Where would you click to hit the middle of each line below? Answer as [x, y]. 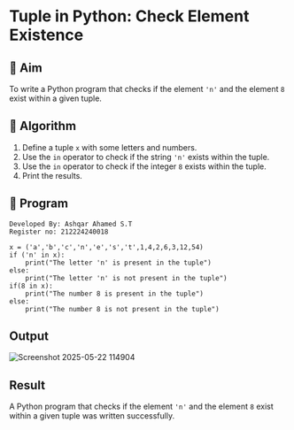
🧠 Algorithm [43, 126]
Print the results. [52, 175]
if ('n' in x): [37, 255]
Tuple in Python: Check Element [129, 16]
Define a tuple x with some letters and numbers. [109, 147]
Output [29, 337]
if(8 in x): [31, 286]
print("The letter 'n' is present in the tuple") [119, 263]
